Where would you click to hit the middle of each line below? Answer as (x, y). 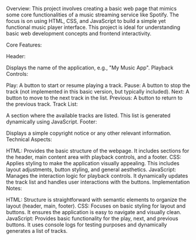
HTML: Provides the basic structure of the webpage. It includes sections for (98, 151)
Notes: (14, 188)
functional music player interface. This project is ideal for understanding (93, 27)
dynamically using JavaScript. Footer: (52, 122)
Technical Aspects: (29, 139)
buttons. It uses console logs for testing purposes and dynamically (87, 225)
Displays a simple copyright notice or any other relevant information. (89, 133)
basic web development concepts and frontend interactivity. (79, 34)
